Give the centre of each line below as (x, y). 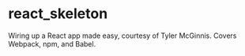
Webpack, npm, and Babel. (52, 43)
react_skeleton (58, 14)
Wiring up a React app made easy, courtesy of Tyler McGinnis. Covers (122, 35)
